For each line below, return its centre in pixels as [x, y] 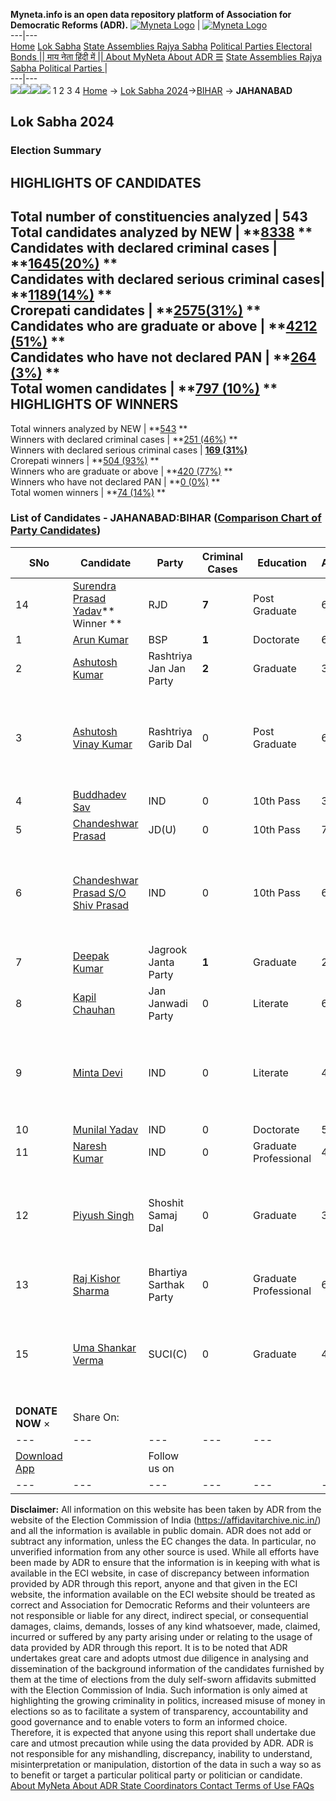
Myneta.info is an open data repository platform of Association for [151, 14]
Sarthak [166, 1284]
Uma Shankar [104, 1347]
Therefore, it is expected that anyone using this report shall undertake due [163, 1732]
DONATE [36, 1411]
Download [39, 1456]
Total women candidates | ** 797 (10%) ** [144, 389]
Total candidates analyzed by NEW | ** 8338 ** [161, 232]
